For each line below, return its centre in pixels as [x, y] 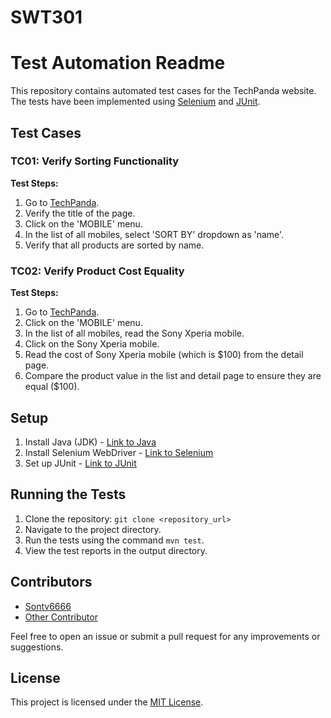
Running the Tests [68, 494]
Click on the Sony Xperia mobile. [92, 344]
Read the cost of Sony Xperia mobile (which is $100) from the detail [164, 355]
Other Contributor [61, 617]
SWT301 [46, 17]
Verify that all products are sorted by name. [114, 245]
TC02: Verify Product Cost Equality [97, 271]
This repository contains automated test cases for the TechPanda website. [163, 91]
